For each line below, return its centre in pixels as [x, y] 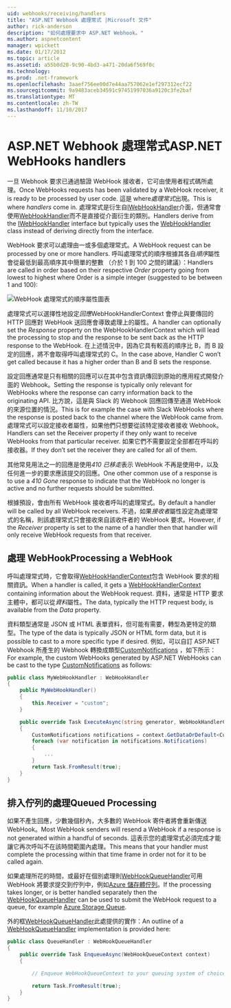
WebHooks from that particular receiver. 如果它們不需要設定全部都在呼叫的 [113, 441]
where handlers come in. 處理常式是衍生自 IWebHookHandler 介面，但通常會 [114, 207]
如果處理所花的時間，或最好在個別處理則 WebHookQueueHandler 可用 [105, 876]
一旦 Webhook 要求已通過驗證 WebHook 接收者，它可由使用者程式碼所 [107, 181]
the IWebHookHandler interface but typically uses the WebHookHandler [109, 223]
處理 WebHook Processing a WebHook [90, 559]
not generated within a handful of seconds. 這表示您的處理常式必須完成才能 [114, 838]
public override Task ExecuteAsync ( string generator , [98, 722]
